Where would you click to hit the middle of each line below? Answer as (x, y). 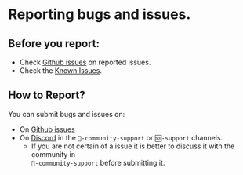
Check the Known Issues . (60, 71)
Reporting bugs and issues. (100, 15)
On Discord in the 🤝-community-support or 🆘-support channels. (121, 137)
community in (53, 154)
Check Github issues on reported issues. (85, 62)
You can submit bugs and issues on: (67, 114)
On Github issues (47, 129)
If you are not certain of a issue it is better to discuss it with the (133, 146)
